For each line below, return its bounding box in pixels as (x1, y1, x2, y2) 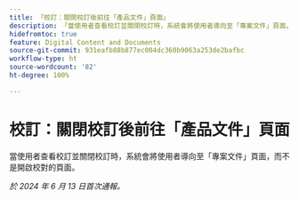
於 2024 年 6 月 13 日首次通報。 (9, 180, 125, 191)
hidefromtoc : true (9, 29, 77, 38)
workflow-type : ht (9, 54, 77, 63)
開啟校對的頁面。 (16, 162, 80, 172)
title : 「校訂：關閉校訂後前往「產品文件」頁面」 (9, 12, 170, 22)
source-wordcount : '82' (9, 63, 98, 72)
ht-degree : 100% (9, 71, 69, 80)
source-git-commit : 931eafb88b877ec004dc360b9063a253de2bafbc (9, 46, 245, 55)
